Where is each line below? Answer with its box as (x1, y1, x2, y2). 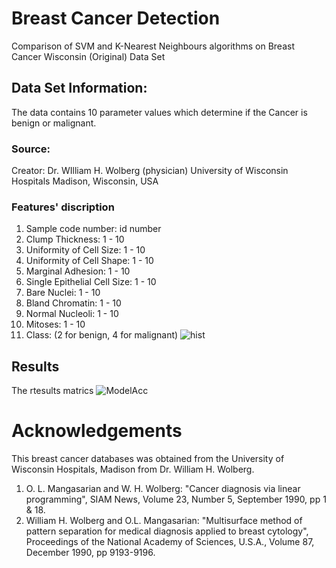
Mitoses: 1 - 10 (25, 318, 86, 331)
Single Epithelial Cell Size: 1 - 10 (25, 276, 157, 288)
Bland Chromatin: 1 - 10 (25, 297, 122, 309)
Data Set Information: (11, 80, 148, 97)
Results (11, 358, 60, 375)
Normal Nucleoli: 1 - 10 (25, 308, 119, 320)
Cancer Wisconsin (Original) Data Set (11, 50, 166, 62)
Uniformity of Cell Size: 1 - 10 (25, 244, 146, 256)
